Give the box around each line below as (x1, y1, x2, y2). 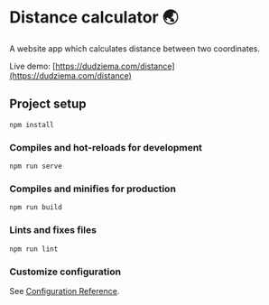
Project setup (9, 97, 88, 112)
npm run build (9, 203, 63, 212)
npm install (9, 120, 54, 129)
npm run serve (9, 162, 63, 171)
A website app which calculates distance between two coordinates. (9, 42, 260, 54)
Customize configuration (9, 265, 122, 278)
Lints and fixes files (9, 224, 97, 236)
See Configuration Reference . (9, 285, 120, 296)
